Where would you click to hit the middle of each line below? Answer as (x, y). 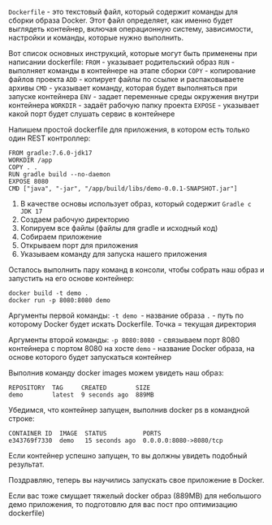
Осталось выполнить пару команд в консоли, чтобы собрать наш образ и (136, 270)
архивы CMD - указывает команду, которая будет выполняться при (123, 88)
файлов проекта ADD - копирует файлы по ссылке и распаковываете (126, 79)
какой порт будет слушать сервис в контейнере (92, 114)
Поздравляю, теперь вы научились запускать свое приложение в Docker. (136, 480)
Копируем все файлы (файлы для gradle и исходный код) (119, 228)
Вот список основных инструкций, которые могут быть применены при (133, 53)
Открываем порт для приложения (79, 245)
